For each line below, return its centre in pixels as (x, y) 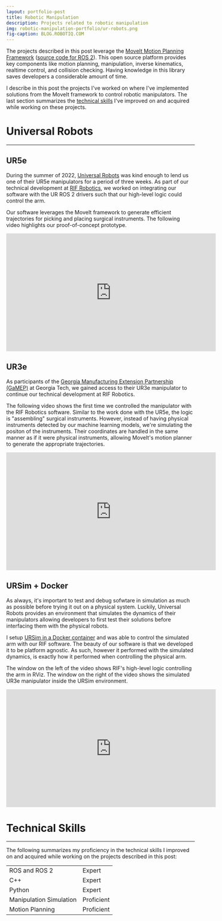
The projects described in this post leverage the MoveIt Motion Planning (95, 51)
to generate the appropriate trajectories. (56, 444)
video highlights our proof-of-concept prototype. (66, 225)
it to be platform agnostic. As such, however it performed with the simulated (100, 650)
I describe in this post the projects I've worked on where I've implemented (98, 88)
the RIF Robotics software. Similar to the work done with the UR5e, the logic (100, 412)
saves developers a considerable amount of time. (67, 77)
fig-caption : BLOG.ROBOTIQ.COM (45, 34)
